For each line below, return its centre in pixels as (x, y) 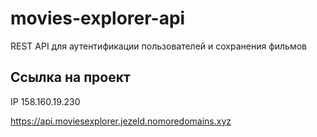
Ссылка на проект (70, 77)
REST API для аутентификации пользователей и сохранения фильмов (159, 46)
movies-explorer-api (98, 18)
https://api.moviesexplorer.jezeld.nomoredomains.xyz (121, 121)
